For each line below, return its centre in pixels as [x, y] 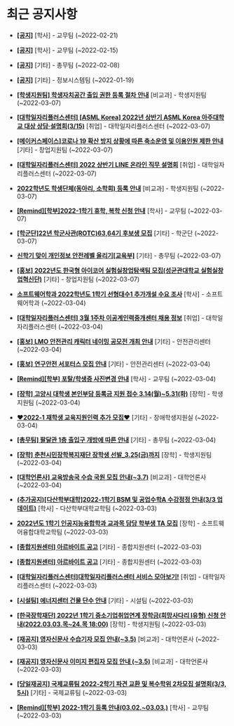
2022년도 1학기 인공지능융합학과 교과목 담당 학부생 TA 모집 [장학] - [108, 523]
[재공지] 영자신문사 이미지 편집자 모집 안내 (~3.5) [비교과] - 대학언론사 [112, 661]
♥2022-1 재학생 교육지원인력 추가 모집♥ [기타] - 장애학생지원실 [105, 417]
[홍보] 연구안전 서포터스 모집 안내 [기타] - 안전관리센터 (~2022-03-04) [113, 364]
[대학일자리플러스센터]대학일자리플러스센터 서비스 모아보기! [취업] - [109, 576]
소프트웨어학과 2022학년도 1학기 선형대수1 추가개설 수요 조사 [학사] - [110, 294]
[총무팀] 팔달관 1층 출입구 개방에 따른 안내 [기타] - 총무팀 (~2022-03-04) [116, 440]
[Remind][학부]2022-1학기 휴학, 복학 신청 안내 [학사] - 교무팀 [101, 211]
